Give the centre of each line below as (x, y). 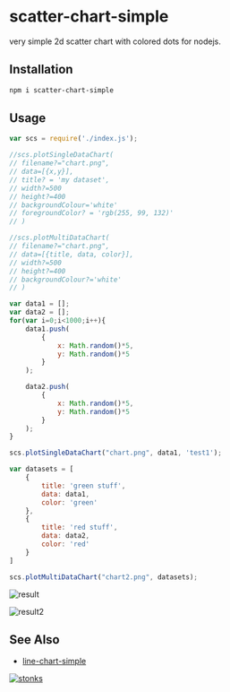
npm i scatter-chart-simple (62, 90)
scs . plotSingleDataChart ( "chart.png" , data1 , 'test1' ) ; (115, 453)
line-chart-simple (54, 662)
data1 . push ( (47, 329)
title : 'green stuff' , (84, 486)
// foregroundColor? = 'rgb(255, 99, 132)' (92, 213)
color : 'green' (70, 502)
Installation (41, 69)
